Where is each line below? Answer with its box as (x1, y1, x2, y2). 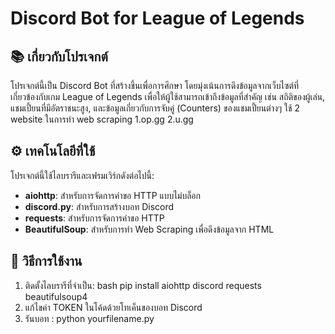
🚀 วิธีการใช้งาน (10, 253, 83, 270)
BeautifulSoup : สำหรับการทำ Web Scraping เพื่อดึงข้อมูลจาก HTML (24, 223, 275, 235)
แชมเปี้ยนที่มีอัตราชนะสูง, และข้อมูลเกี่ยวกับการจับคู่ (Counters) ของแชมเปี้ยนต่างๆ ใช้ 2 (10, 102, 301, 114)
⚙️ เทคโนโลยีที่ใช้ (10, 143, 96, 160)
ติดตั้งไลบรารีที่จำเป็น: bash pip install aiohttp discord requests (24, 279, 262, 291)
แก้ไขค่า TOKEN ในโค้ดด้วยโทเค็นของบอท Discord (24, 301, 203, 313)
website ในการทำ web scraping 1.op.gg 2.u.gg (10, 113, 194, 125)
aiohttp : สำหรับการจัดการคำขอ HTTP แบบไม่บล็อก (24, 189, 201, 201)
